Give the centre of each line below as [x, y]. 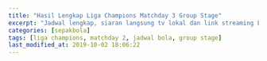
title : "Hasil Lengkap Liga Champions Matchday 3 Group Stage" [115, 15]
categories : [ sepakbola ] [49, 30]
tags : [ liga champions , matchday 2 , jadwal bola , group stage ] [115, 38]
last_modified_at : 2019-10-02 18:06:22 [74, 45]
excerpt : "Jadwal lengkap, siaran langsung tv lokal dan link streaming [131, 23]
